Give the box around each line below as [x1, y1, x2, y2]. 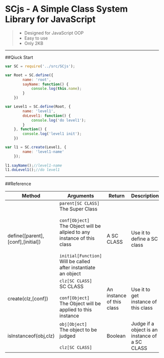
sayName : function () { [22, 82, 69, 86]
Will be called [59, 258, 90, 265]
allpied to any [59, 229, 90, 235]
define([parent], [7, 232, 44, 239]
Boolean [106, 333, 126, 339]
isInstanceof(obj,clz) [7, 333, 55, 339]
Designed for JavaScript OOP [24, 30, 84, 36]
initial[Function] [59, 253, 102, 259]
